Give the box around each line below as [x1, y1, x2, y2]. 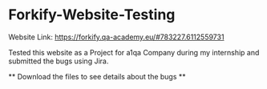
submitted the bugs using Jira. [8, 56, 109, 66]
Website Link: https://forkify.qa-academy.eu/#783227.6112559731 [8, 32, 225, 42]
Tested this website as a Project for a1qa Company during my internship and [8, 47, 260, 57]
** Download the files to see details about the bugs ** [8, 71, 186, 81]
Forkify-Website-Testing [8, 6, 176, 24]
